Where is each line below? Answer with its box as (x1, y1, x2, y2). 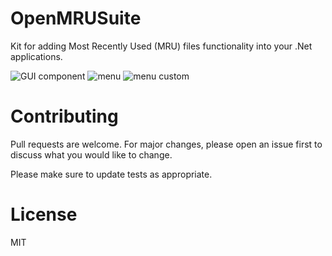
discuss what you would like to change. (10, 148, 173, 161)
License (10, 203, 78, 226)
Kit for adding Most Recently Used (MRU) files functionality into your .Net (10, 40, 313, 52)
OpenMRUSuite (10, 7, 142, 30)
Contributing (10, 105, 119, 128)
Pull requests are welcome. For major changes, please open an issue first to (10, 138, 323, 150)
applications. (10, 50, 63, 62)
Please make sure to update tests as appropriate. (10, 168, 213, 180)
